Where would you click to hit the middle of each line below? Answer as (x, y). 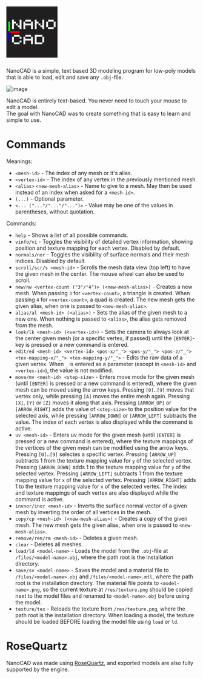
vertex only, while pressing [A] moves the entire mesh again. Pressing (102, 396)
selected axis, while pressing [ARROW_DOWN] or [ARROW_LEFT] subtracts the (106, 415)
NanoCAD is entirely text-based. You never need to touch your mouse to (97, 101)
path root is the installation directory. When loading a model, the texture (105, 615)
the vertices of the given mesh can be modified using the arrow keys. (101, 447)
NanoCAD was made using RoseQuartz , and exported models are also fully (100, 663)
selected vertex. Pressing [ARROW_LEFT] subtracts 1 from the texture (99, 473)
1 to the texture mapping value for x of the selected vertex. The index (101, 486)
